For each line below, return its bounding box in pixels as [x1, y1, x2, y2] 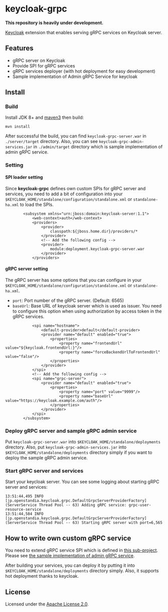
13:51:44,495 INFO [5, 494, 44, 499]
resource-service [5, 507, 42, 512]
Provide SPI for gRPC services [12, 62, 75, 68]
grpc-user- [128, 503, 151, 508]
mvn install [5, 124, 30, 129]
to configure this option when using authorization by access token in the [12, 308, 162, 314]
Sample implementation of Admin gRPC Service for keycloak [12, 73, 138, 80]
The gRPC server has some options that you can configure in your [5, 277, 142, 283]
